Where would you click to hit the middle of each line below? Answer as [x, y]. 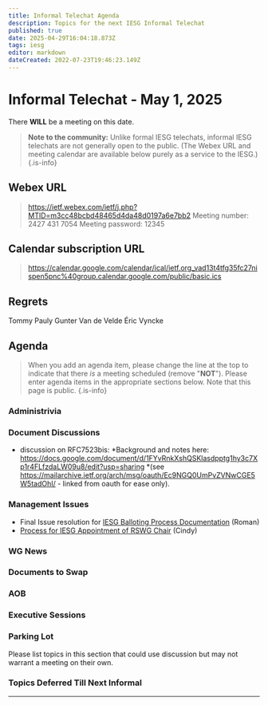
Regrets [28, 301]
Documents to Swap [48, 573]
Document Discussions [54, 432]
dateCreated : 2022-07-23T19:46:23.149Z [75, 61]
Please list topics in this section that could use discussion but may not [123, 654]
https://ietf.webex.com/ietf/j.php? [83, 207]
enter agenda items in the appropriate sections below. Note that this [139, 382]
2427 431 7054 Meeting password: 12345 [96, 223]
